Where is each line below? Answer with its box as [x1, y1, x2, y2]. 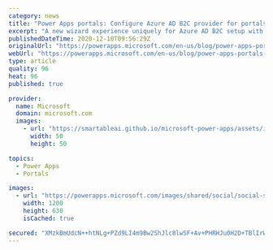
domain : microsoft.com [15, 110, 93, 118]
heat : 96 [8, 72, 38, 80]
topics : [8, 154, 35, 162]
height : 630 [23, 207, 63, 215]
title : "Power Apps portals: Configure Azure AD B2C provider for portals [8, 19, 267, 28]
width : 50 [29, 132, 63, 140]
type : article [8, 58, 57, 66]
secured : [8, 229, 38, 237]
